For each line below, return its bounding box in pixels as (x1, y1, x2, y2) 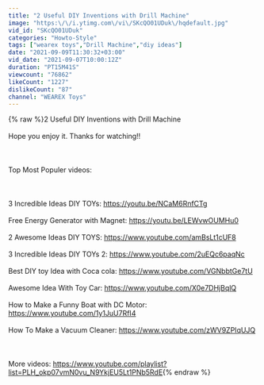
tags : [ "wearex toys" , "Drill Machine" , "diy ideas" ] (8, 41, 182, 49)
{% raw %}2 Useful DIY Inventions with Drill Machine (8, 114, 182, 124)
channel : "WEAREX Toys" (8, 93, 87, 101)
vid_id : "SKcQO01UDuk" (8, 26, 83, 34)
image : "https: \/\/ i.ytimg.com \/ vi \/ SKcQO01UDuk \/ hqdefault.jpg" (8, 19, 228, 27)
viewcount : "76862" (8, 71, 73, 79)
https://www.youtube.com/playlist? (52, 359, 167, 369)
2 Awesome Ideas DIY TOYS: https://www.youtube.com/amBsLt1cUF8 (8, 233, 236, 242)
